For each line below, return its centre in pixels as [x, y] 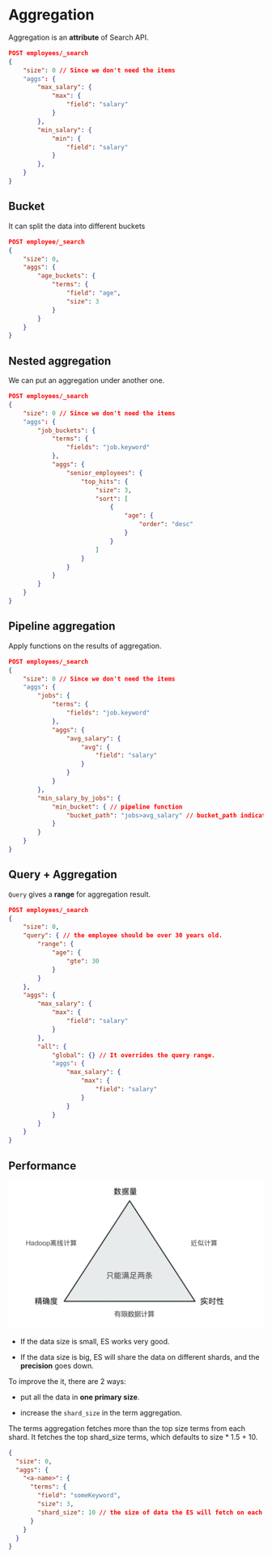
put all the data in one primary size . [80, 1397]
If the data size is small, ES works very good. [95, 1341]
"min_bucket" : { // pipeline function [117, 807]
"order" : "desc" [166, 524]
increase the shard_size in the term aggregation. [101, 1412]
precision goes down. [57, 1365]
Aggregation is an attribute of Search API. [79, 37]
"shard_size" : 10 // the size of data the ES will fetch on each [150, 1512]
